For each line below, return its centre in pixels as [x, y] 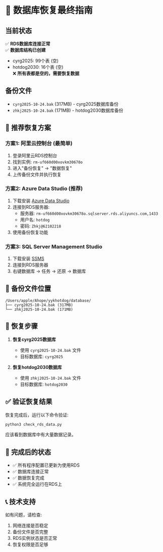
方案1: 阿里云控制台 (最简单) [39, 144]
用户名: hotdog [35, 219]
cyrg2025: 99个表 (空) [36, 61]
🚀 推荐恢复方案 [28, 128]
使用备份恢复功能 [30, 232]
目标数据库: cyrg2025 [41, 356]
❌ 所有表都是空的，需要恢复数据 [46, 73]
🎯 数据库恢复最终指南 [49, 10]
